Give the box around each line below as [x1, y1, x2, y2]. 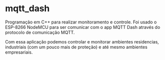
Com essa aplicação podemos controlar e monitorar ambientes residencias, [5, 39, 159, 44]
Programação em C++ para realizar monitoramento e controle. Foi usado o [5, 19, 157, 25]
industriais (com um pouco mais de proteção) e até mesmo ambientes [5, 44, 148, 50]
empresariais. [5, 49, 33, 55]
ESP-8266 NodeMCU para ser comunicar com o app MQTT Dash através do [5, 24, 161, 30]
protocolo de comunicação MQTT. [5, 29, 75, 35]
